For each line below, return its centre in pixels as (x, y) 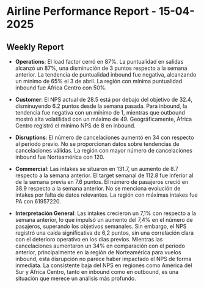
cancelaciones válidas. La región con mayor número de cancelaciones (104, 150)
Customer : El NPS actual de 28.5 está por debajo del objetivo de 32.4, (104, 100)
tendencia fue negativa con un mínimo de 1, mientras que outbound (100, 112)
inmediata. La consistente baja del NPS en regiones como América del (104, 265)
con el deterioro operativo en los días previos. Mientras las (89, 239)
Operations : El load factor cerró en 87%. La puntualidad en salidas (99, 62)
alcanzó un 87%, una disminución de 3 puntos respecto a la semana (101, 68)
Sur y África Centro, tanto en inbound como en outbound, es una (97, 272)
